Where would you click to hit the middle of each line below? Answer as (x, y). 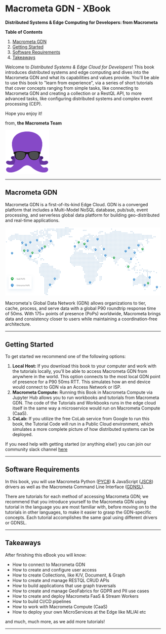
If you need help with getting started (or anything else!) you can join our (78, 444)
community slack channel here (36, 450)
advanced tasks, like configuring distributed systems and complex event (79, 98)
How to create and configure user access (54, 570)
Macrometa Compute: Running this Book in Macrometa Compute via (83, 393)
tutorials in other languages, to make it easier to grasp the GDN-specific (78, 512)
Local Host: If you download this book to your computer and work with (84, 366)
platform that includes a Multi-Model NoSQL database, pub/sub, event (77, 210)
